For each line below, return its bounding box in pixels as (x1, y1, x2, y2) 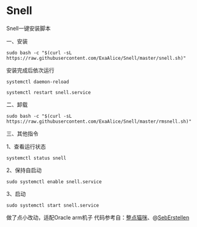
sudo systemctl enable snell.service (6, 178, 102, 185)
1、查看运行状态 (6, 143, 46, 150)
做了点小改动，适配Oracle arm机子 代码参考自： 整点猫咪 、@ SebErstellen (6, 214, 190, 221)
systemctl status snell (6, 155, 67, 161)
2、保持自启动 (6, 166, 42, 174)
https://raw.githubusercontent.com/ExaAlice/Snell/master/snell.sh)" (6, 55, 187, 61)
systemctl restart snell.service (6, 89, 91, 95)
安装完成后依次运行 (6, 67, 55, 74)
